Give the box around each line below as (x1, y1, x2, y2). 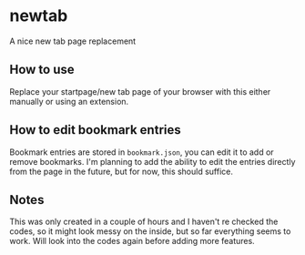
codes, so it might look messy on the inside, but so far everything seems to (9, 226, 291, 237)
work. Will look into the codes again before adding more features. (9, 236, 255, 247)
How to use (9, 62, 75, 77)
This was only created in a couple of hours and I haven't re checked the (9, 216, 279, 228)
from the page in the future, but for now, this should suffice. (9, 166, 234, 177)
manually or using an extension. (9, 96, 129, 107)
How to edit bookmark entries (9, 122, 181, 138)
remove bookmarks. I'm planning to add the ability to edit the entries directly (9, 156, 296, 167)
